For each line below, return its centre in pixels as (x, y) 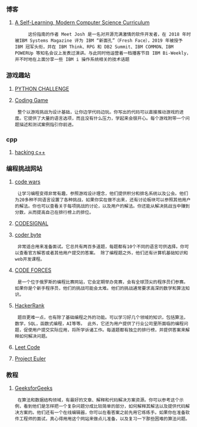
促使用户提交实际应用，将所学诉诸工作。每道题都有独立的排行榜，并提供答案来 (104, 330)
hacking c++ (30, 152)
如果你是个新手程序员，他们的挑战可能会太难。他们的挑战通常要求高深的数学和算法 (100, 288)
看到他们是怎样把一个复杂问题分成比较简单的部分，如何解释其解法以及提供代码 (104, 406)
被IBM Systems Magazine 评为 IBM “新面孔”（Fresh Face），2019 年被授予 (99, 41)
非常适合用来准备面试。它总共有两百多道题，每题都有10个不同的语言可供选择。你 (101, 247)
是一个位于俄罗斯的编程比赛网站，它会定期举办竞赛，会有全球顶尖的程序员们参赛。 (103, 282)
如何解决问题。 (34, 336)
